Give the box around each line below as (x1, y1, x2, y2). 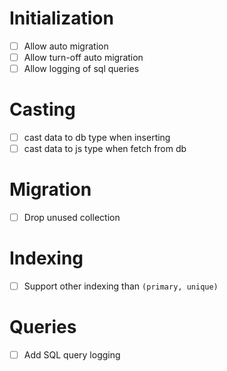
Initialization (9, 7, 114, 30)
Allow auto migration (23, 40, 109, 52)
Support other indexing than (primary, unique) (23, 280, 219, 292)
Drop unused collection (23, 212, 121, 224)
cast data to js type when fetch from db (23, 143, 187, 155)
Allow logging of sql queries (23, 63, 140, 75)
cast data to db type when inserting (23, 132, 171, 144)
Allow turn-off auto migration (23, 52, 144, 63)
